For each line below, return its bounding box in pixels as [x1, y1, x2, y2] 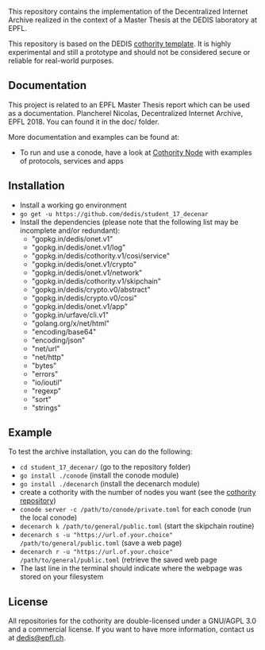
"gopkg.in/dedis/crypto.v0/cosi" [31, 293, 137, 303]
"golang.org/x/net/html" [31, 318, 109, 328]
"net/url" [31, 343, 60, 353]
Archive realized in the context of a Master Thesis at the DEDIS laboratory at [8, 15, 258, 25]
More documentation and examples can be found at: [8, 132, 180, 141]
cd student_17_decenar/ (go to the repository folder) [19, 462, 191, 472]
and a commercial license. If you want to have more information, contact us [8, 625, 255, 634]
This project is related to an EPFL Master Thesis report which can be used [8, 99, 250, 110]
